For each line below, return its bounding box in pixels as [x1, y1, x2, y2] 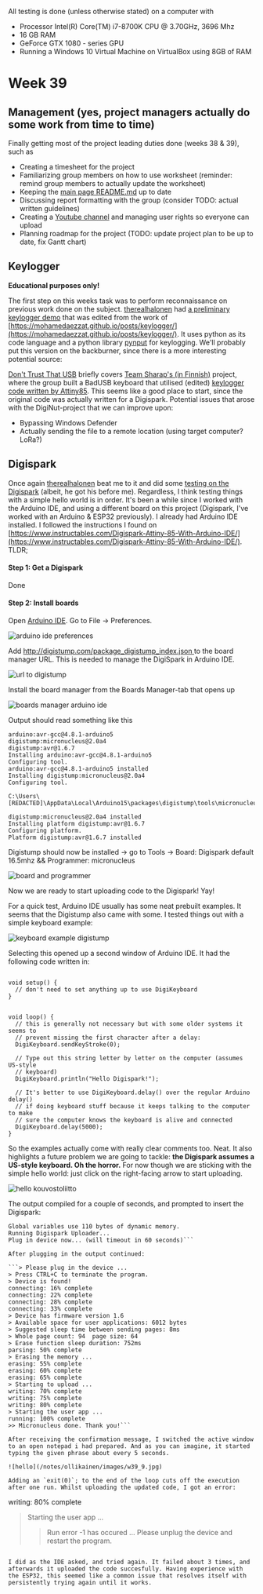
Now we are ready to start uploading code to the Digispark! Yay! [8, 886, 215, 895]
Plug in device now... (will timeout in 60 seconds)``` [8, 1236, 194, 1245]
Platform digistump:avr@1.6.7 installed [8, 833, 142, 842]
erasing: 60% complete [8, 1367, 82, 1375]
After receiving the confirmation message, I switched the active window [8, 1435, 254, 1443]
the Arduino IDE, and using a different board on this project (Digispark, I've [8, 503, 249, 512]
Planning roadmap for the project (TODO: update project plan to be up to [19, 229, 254, 238]
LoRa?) [19, 435, 43, 444]
